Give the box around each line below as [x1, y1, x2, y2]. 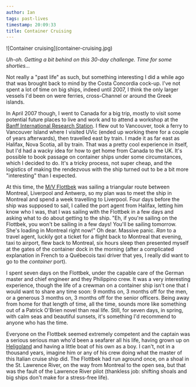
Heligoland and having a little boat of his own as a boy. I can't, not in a [6, 343, 175, 350]
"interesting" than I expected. [6, 172, 77, 179]
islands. [6, 98, 25, 105]
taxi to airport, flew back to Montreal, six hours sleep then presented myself [6, 239, 189, 246]
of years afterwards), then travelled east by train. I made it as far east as [6, 135, 180, 142]
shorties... [6, 62, 30, 70]
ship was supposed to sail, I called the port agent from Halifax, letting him [6, 202, 183, 209]
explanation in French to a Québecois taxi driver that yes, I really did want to [6, 252, 189, 259]
